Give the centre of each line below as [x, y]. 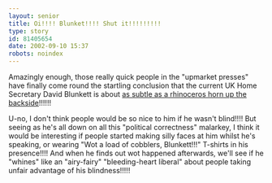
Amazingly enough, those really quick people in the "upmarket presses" [129, 77]
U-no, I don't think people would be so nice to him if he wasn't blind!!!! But [132, 118]
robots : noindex [36, 54]
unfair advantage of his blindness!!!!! [69, 170]
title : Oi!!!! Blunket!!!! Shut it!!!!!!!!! [85, 24]
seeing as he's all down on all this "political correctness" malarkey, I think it [134, 127]
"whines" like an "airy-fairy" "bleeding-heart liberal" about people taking [130, 162]
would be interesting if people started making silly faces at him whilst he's [132, 136]
